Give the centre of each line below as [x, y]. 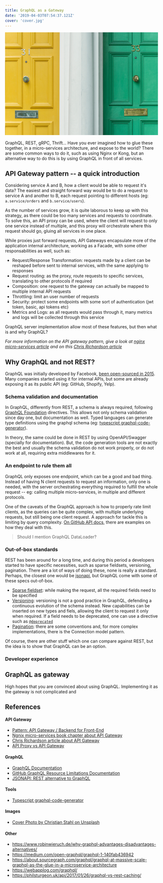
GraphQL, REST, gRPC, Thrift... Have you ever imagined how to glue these [79, 143]
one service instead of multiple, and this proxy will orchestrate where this [78, 226]
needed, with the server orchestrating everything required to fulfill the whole [81, 487]
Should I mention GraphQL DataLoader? [57, 537]
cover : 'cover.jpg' [25, 20]
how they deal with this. [29, 527]
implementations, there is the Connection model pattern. [68, 632]
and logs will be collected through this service [58, 318]
